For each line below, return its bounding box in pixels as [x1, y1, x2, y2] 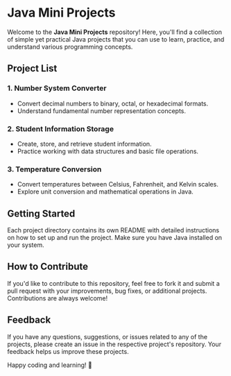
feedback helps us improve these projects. [7, 347, 130, 355]
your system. [7, 241, 45, 249]
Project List [7, 62, 58, 74]
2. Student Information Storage [7, 123, 114, 133]
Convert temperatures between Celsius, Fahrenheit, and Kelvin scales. [17, 180, 219, 189]
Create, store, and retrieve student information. [17, 139, 152, 148]
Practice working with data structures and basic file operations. [17, 147, 199, 155]
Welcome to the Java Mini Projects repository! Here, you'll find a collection [7, 28, 222, 36]
